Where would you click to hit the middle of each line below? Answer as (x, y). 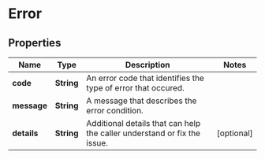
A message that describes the (142, 101)
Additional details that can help (144, 123)
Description (147, 65)
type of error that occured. (136, 88)
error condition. (115, 111)
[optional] (235, 133)
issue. (97, 143)
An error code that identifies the (146, 78)
